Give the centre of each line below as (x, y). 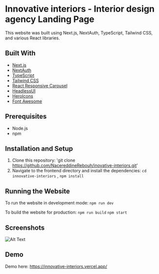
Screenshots (25, 228)
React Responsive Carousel (40, 86)
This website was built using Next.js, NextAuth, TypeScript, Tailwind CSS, (79, 33)
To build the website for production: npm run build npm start (66, 212)
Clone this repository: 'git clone (44, 160)
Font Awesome (27, 101)
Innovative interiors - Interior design (80, 9)
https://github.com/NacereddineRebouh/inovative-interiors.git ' (75, 165)
